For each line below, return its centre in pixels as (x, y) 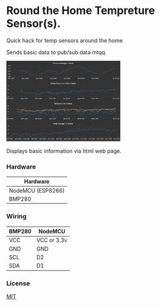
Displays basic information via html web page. (64, 151)
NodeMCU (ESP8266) (37, 190)
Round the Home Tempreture (81, 11)
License (18, 283)
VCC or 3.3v (52, 240)
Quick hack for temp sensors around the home (65, 40)
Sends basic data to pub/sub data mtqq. (57, 52)
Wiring (17, 216)
